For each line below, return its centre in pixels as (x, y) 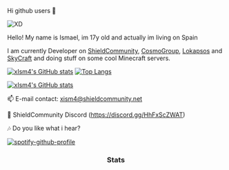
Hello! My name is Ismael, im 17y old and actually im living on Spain (102, 37)
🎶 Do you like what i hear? (44, 128)
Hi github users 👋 (32, 11)
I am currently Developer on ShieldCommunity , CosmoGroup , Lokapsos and (115, 51)
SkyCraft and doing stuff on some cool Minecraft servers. (89, 58)
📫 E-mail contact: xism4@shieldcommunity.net (75, 99)
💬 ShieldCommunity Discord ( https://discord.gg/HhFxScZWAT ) (96, 115)
